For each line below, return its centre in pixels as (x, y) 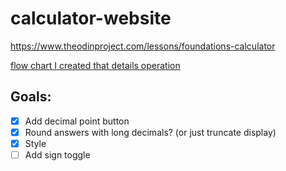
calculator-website (91, 18)
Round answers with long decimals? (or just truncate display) (150, 132)
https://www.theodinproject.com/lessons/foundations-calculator (143, 46)
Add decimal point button (77, 121)
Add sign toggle (57, 154)
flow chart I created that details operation (95, 65)
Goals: (31, 97)
